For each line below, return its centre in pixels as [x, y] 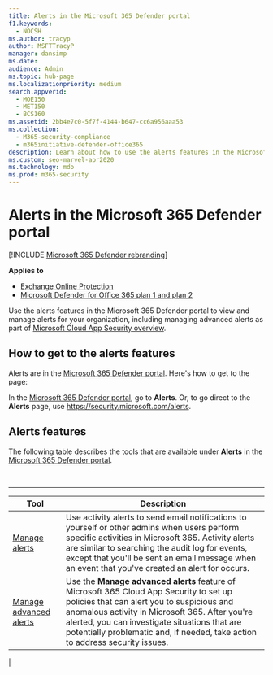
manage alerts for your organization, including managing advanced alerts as [136, 319]
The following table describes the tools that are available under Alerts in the [136, 451]
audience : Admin [36, 69]
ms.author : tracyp [39, 39]
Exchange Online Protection [67, 286]
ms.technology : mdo [41, 168]
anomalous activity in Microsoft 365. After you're [160, 612]
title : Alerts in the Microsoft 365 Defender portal [100, 16]
